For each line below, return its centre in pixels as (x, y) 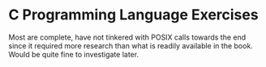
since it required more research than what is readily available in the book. (131, 45)
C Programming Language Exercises (133, 15)
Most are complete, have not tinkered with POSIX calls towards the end (127, 37)
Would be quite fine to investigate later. (74, 54)
